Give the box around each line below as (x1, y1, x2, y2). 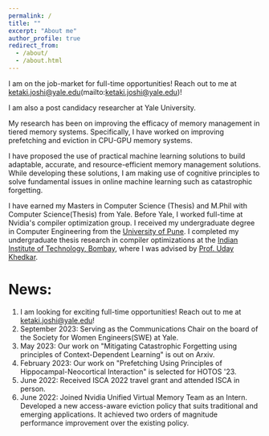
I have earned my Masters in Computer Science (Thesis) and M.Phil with (8, 200, 247, 210)
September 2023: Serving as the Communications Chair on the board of (19, 323, 259, 334)
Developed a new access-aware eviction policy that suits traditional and (19, 401, 259, 410)
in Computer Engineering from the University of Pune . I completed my (8, 226, 239, 236)
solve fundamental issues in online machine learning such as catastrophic (8, 176, 253, 186)
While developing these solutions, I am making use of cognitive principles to (8, 168, 260, 178)
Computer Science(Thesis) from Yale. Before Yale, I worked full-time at (8, 209, 243, 219)
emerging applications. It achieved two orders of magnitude (19, 409, 218, 419)
